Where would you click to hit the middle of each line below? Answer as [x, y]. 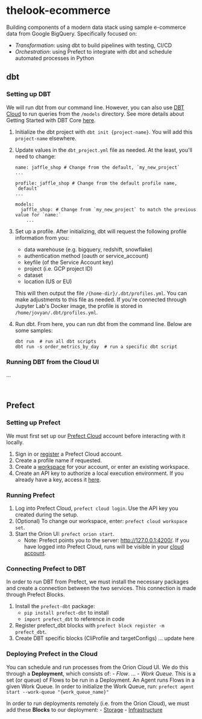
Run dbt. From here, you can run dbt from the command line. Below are [103, 324]
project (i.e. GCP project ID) [58, 268]
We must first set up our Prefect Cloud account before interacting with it [96, 436]
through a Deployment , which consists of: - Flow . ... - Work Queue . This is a [101, 673]
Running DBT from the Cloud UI [53, 362]
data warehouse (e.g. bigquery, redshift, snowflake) [88, 249]
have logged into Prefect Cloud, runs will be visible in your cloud [104, 547]
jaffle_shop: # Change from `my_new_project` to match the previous [109, 209]
